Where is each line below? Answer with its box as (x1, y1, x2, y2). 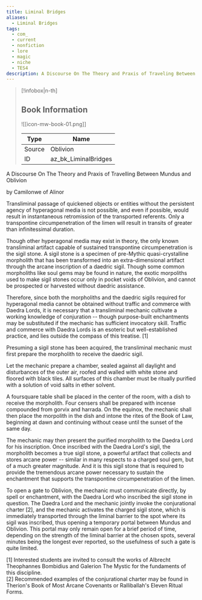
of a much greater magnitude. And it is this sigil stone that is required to (6, 463, 184, 470)
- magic (11, 54, 31, 60)
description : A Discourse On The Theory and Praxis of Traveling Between (6, 71, 196, 77)
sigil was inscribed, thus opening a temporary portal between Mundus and (6, 519, 191, 526)
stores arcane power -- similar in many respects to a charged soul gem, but (6, 456, 194, 463)
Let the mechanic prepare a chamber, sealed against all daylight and (6, 362, 176, 370)
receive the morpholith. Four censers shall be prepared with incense (6, 399, 176, 407)
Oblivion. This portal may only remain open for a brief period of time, (6, 525, 177, 532)
